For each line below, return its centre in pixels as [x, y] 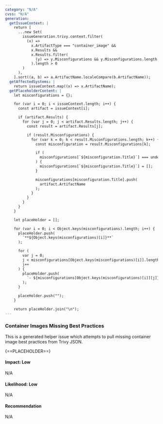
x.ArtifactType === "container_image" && [73, 46]
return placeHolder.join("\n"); [46, 309]
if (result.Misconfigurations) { [60, 135]
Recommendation [23, 406]
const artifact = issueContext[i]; [54, 109]
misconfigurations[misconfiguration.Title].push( [87, 179]
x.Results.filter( [49, 55]
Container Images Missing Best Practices [55, 326]
